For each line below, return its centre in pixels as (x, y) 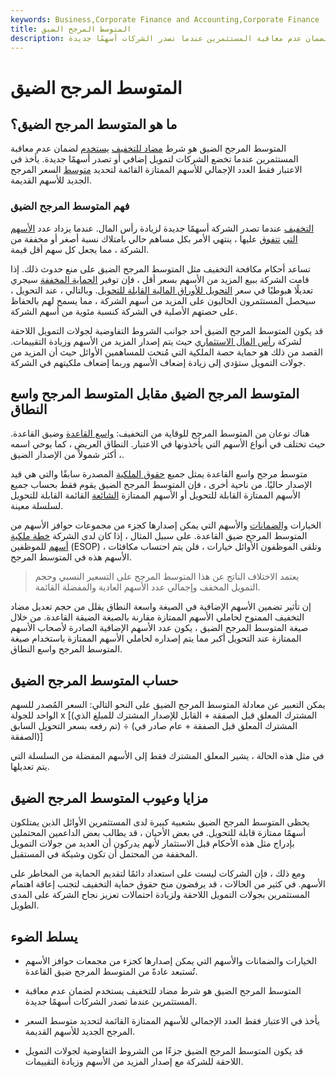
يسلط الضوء (44, 936)
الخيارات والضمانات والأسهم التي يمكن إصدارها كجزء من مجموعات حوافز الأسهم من (166, 525)
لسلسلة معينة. (37, 506)
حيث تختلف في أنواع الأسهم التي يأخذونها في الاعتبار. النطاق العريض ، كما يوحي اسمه (168, 444)
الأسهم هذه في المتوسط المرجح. (71, 557)
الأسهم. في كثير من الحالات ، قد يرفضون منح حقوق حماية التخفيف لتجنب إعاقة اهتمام (168, 884)
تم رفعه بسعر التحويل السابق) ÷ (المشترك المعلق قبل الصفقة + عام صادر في (154, 726)
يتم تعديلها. (30, 767)
